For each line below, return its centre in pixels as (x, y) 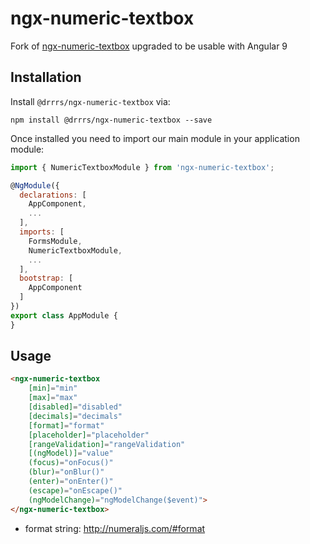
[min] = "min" (53, 388)
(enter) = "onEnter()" (71, 482)
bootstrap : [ (46, 278)
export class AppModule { (64, 315)
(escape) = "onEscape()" (75, 490)
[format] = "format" (66, 425)
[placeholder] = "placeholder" (89, 435)
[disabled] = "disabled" (75, 407)
